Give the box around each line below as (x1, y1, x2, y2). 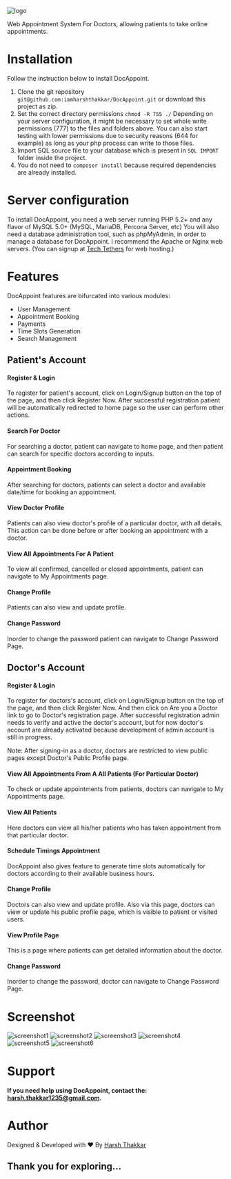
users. (7, 915, 26, 924)
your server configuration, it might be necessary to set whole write (17, 117, 207, 125)
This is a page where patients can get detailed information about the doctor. (7, 946, 223, 955)
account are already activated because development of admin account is (7, 725, 215, 734)
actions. (7, 411, 30, 419)
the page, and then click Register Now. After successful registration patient (7, 396, 221, 405)
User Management (17, 304, 70, 313)
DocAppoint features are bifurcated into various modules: (7, 291, 170, 300)
